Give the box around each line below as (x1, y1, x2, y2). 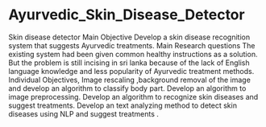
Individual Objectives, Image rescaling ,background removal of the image (8, 75, 251, 84)
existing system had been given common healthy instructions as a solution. (8, 49, 258, 59)
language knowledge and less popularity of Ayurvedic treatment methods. (8, 66, 255, 76)
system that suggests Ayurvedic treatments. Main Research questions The (8, 40, 256, 50)
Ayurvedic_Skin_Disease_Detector (8, 6, 245, 24)
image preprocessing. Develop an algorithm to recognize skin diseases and (8, 92, 259, 101)
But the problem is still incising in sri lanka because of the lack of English (8, 58, 250, 68)
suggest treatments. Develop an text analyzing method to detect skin (8, 100, 238, 110)
